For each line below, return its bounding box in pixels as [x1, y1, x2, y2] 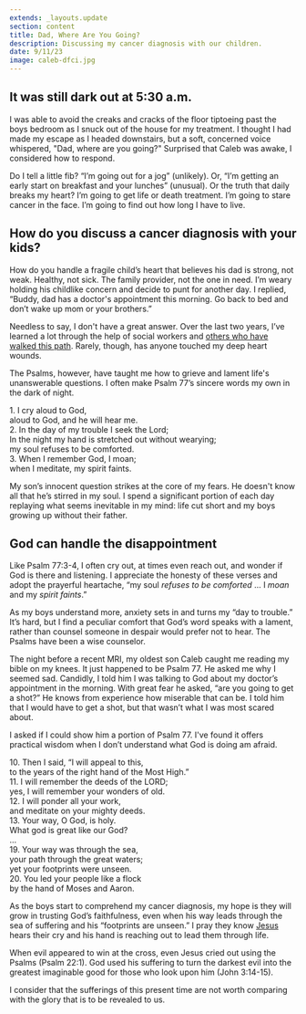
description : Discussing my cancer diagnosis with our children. [9, 38, 262, 48]
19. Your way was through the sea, [9, 844, 138, 855]
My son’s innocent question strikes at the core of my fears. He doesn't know [9, 480, 296, 491]
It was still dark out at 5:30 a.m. [9, 89, 193, 105]
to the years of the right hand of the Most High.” [9, 767, 189, 778]
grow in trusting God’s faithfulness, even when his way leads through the [9, 910, 283, 922]
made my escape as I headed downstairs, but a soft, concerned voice [9, 133, 271, 144]
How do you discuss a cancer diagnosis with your [9, 225, 298, 242]
